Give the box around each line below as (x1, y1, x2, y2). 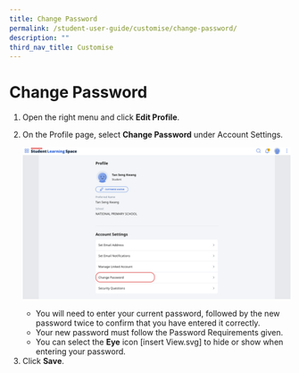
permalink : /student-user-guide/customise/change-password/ (9, 23, 238, 33)
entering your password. (35, 346, 127, 357)
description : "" (9, 33, 70, 42)
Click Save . (21, 356, 65, 367)
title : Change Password (9, 14, 98, 23)
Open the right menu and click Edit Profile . (21, 112, 180, 123)
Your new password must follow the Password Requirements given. (35, 327, 284, 338)
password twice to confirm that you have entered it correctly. (35, 318, 261, 328)
